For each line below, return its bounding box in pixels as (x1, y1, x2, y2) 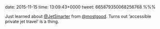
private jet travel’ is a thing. (5, 19, 59, 24)
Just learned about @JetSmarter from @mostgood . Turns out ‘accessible (5, 14, 151, 19)
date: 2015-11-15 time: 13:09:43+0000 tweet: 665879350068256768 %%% (5, 4, 156, 10)
